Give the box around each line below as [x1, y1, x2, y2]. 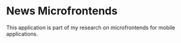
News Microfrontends [6, 4, 118, 18]
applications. [6, 30, 38, 37]
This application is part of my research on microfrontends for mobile [6, 24, 176, 31]
